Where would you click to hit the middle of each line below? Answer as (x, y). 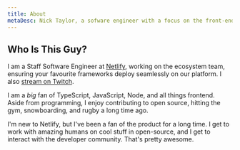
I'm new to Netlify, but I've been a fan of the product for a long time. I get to (119, 124)
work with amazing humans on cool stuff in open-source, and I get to (109, 132)
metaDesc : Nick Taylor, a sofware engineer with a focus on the (105, 21)
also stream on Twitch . (41, 82)
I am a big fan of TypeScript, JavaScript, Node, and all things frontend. (111, 95)
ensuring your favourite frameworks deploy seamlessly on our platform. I (115, 74)
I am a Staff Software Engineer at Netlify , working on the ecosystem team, (116, 66)
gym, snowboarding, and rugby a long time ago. (78, 110)
